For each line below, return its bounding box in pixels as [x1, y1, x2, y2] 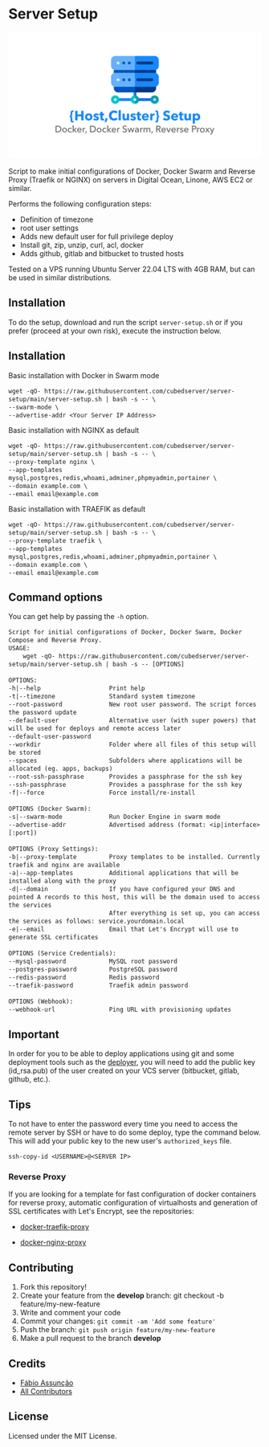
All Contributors [19, 1386, 72, 1396]
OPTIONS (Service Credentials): [8, 949, 116, 958]
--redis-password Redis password [8, 973, 160, 982]
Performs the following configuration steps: [8, 198, 153, 209]
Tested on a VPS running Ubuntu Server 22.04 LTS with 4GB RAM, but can [8, 264, 255, 274]
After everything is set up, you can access [108, 909, 261, 918]
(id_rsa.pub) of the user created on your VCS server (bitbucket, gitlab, [8, 1066, 240, 1076]
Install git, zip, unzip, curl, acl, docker [19, 240, 144, 250]
